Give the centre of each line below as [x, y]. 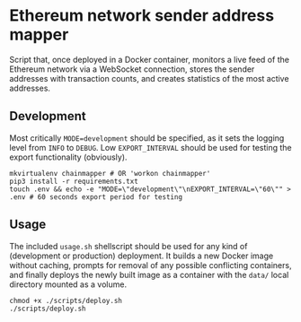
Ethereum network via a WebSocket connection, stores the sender [132, 69]
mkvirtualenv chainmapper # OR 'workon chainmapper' [110, 173]
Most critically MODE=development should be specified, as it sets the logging [147, 138]
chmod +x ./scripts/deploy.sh [66, 300]
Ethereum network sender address [142, 16]
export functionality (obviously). [68, 157]
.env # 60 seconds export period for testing [96, 197]
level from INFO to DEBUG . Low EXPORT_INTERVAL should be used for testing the [150, 147]
